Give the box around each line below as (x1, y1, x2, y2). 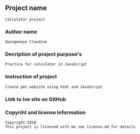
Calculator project (5, 17, 45, 22)
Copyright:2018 (5, 120, 36, 125)
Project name (5, 4, 47, 12)
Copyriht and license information (5, 109, 86, 116)
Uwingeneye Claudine (5, 39, 48, 45)
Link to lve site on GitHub (5, 96, 67, 103)
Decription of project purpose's (5, 51, 82, 58)
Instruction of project (5, 73, 57, 80)
